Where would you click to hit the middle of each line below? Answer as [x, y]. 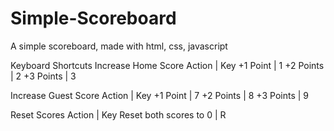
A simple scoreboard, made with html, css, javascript [119, 46]
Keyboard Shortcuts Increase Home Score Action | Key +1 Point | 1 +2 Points [167, 65]
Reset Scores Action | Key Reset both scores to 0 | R [118, 114]
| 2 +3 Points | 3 [43, 76]
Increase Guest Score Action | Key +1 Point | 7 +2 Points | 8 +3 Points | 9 [159, 95]
